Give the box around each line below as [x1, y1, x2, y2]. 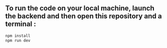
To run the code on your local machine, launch [5, 4, 155, 13]
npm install [5, 33, 30, 38]
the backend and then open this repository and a [5, 12, 162, 21]
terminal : [5, 20, 37, 28]
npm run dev [5, 38, 30, 43]
